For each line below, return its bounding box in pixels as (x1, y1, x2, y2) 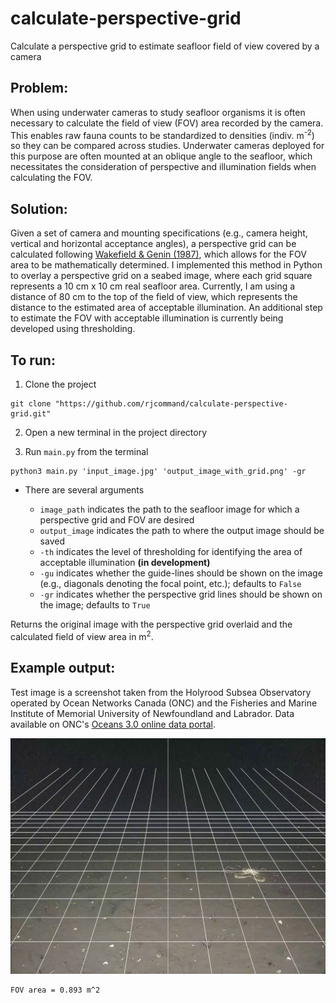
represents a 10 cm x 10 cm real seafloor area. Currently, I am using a (10, 280, 296, 292)
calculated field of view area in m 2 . (10, 629, 154, 642)
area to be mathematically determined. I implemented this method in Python (10, 259, 323, 271)
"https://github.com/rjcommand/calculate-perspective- (54, 399, 288, 409)
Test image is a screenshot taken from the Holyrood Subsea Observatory (10, 686, 312, 698)
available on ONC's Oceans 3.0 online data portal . (10, 718, 216, 730)
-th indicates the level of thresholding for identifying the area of (39, 546, 303, 558)
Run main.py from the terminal (24, 446, 149, 458)
